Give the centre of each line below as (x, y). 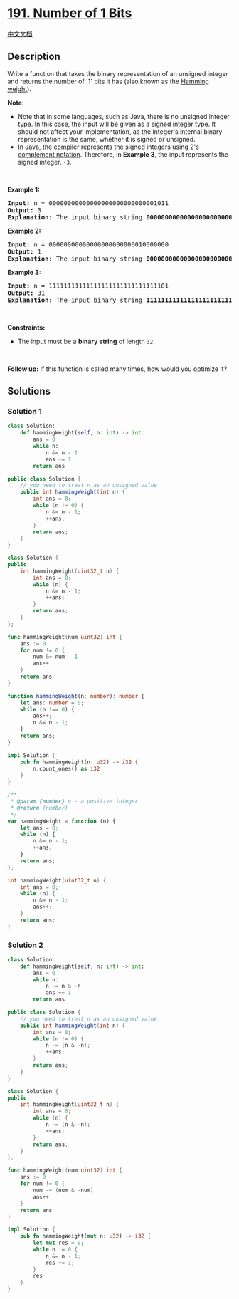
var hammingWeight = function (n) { (62, 821)
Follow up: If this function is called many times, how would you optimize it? (117, 369)
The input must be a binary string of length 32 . (86, 341)
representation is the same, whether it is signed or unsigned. (106, 139)
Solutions (29, 391)
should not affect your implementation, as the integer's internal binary (120, 131)
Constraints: (26, 327)
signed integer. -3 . (44, 162)
